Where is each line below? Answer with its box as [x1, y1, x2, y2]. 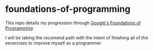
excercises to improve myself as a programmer [5, 40, 102, 46]
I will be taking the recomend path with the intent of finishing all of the [5, 35, 148, 41]
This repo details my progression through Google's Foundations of [5, 20, 141, 26]
